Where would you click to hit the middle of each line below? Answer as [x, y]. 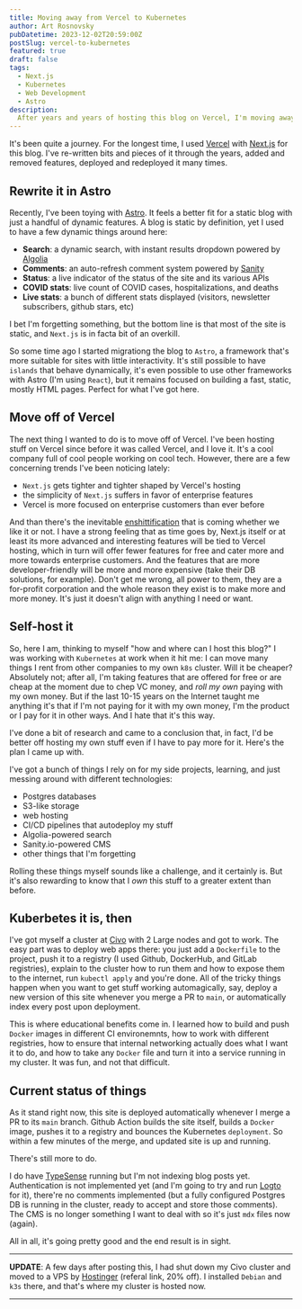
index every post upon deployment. [75, 1007]
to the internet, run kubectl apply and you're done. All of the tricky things [145, 978]
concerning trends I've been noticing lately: [90, 468]
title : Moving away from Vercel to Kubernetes [98, 18]
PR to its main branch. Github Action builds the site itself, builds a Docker [142, 1122]
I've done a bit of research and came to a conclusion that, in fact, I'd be [142, 732]
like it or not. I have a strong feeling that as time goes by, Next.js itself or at [147, 531]
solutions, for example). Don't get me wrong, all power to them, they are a [146, 579]
